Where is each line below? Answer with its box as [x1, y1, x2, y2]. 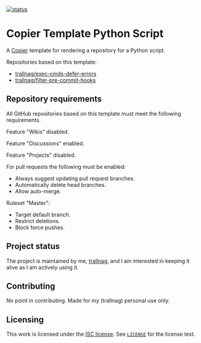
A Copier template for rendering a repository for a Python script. [6, 46, 165, 54]
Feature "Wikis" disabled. [6, 128, 69, 135]
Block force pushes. [14, 224, 65, 231]
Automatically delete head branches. [14, 181, 107, 188]
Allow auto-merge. [14, 187, 61, 195]
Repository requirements [6, 94, 102, 104]
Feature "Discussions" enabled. [6, 139, 85, 147]
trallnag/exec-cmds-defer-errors [14, 70, 97, 77]
